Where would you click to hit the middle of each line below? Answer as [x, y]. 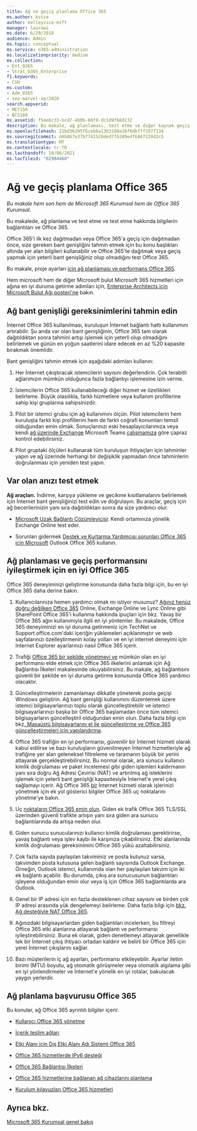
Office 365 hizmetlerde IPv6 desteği [58, 1055]
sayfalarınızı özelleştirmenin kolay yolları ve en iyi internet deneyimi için [101, 639]
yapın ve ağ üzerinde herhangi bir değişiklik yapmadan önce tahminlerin [102, 456]
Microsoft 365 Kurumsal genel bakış [50, 1122]
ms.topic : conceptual [33, 44]
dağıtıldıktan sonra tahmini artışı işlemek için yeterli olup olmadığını [87, 337]
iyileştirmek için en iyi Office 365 [68, 570]
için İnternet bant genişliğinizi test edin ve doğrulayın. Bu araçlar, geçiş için [96, 501]
